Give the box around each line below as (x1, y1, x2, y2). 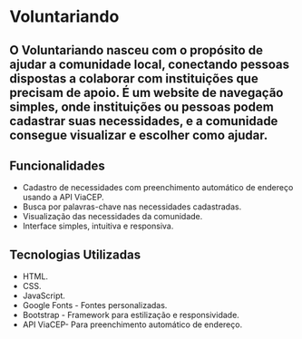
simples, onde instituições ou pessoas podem (9, 99, 274, 114)
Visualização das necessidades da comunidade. (22, 211, 203, 222)
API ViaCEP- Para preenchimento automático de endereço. (22, 319, 243, 330)
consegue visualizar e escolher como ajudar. (9, 127, 268, 142)
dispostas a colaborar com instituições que (9, 71, 258, 86)
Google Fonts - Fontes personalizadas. (22, 300, 168, 311)
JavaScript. (22, 290, 66, 301)
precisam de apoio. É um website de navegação (9, 84, 284, 101)
